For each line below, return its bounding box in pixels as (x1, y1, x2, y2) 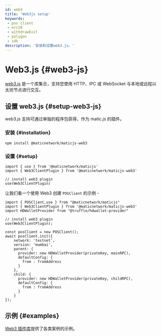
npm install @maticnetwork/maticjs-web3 (5, 141, 88, 145)
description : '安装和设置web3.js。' (5, 43, 74, 48)
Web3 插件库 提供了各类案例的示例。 (5, 325, 77, 331)
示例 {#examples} (5, 312, 59, 320)
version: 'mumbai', (14, 242, 53, 247)
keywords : (5, 16, 25, 21)
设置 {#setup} (5, 153, 38, 160)
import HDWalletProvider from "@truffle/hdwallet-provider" (5, 208, 129, 213)
